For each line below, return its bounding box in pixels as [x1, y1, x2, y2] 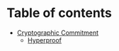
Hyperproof [27, 35, 62, 44]
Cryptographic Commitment [16, 28, 99, 37]
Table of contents [6, 5, 113, 21]
